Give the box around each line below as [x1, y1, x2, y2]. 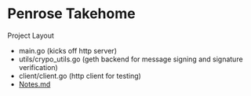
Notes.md [18, 79, 51, 89]
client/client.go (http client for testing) [18, 71, 142, 80]
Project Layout [7, 31, 54, 40]
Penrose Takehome [7, 5, 136, 23]
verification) [18, 62, 58, 72]
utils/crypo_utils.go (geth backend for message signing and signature [18, 54, 244, 64]
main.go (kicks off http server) [18, 46, 117, 55]
